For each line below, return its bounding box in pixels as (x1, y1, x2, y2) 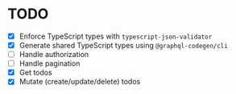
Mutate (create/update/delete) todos (19, 77, 141, 87)
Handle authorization (19, 50, 89, 59)
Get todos (19, 67, 53, 77)
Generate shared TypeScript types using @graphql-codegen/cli (19, 41, 229, 50)
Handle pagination (19, 59, 81, 68)
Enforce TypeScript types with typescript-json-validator (19, 31, 213, 41)
